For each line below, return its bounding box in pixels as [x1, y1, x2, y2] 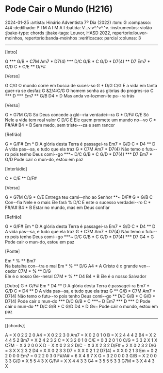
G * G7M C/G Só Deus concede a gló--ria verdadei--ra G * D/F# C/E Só [5, 112, 149, 117]
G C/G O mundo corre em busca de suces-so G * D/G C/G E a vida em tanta [5, 82, 158, 88]
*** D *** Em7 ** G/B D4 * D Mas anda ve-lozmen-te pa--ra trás [5, 93, 135, 98]
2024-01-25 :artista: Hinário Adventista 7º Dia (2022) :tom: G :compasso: [5, 19, 151, 25]
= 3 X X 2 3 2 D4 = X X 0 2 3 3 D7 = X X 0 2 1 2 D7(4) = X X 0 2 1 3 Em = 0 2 [5, 347, 158, 354]
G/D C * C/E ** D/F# [5, 63, 46, 69]
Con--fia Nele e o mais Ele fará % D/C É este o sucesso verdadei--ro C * [5, 199, 151, 205]
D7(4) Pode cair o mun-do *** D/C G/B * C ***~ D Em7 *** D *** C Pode [5, 298, 150, 304]
